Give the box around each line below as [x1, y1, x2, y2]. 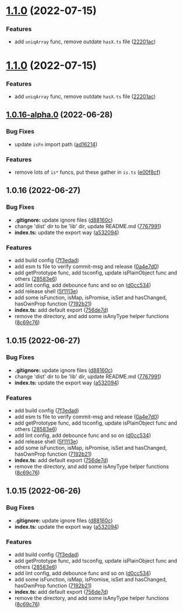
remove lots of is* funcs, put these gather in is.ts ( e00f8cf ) [14, 168, 161, 175]
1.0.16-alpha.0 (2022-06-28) [6, 110, 113, 120]
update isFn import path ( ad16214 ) [14, 140, 98, 147]
